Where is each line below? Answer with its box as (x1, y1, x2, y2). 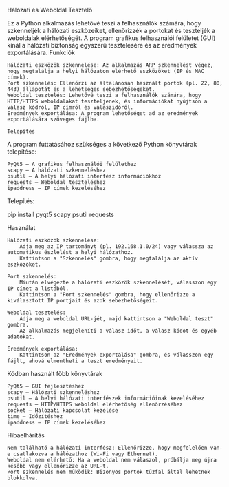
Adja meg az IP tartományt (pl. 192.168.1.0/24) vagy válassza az (19, 243, 214, 250)
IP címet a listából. (7, 285, 69, 292)
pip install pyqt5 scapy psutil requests (7, 210, 115, 218)
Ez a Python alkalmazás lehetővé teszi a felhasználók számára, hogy (7, 19, 201, 27)
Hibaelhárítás (7, 431, 45, 439)
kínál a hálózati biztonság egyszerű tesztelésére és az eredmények (7, 41, 197, 49)
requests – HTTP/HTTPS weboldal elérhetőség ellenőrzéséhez (7, 401, 184, 408)
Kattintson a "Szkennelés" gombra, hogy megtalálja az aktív (19, 255, 198, 262)
